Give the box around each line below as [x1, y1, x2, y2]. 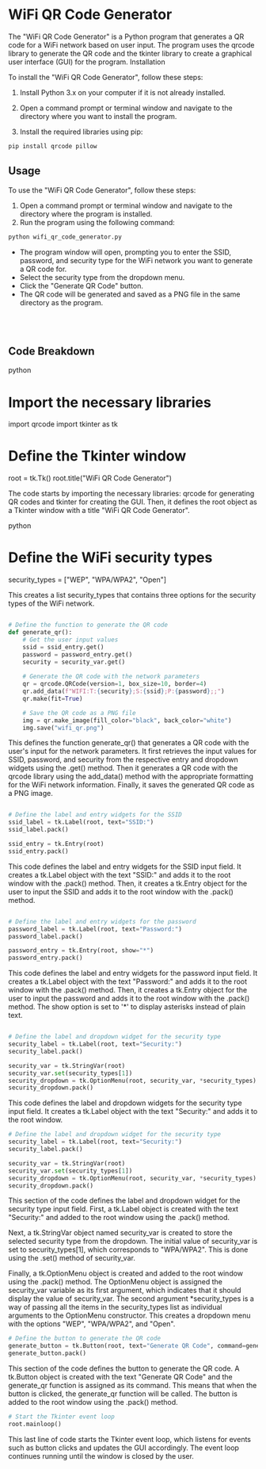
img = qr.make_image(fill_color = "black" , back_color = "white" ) [22, 716, 232, 725]
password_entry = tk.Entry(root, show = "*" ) [8, 947, 154, 954]
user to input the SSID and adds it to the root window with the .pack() [8, 886, 234, 897]
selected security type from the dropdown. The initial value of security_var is [8, 1237, 258, 1246]
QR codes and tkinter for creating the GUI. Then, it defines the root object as [8, 497, 257, 507]
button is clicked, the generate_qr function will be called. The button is [8, 1389, 237, 1398]
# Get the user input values [22, 636, 119, 644]
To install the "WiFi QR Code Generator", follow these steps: [8, 72, 203, 82]
